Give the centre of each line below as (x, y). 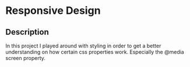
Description (27, 32)
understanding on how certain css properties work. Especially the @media (95, 52)
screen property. (26, 58)
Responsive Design (53, 11)
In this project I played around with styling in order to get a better (83, 46)
